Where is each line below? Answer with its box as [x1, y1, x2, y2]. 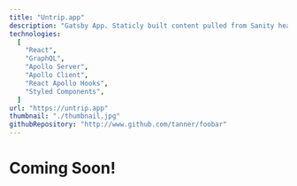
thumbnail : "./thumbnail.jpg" [9, 112, 121, 120]
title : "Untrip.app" [9, 12, 86, 22]
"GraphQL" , [25, 54, 65, 63]
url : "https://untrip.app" [9, 104, 109, 112]
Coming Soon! [9, 159, 117, 178]
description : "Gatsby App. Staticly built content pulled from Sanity [9, 21, 275, 30]
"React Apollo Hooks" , [25, 79, 109, 88]
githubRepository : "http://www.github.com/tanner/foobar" [9, 120, 227, 129]
